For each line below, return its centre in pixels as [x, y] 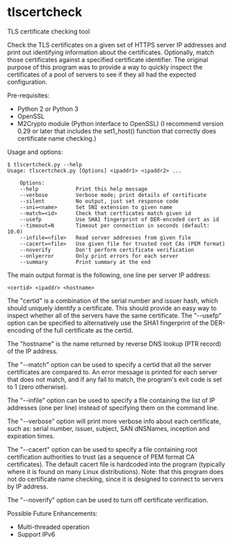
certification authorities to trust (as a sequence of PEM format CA [101, 457]
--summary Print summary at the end [85, 262]
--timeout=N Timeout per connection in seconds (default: [115, 226]
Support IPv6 [36, 534]
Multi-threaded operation [53, 527]
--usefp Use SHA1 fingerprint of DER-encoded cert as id [119, 219]
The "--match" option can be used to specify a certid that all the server [109, 364]
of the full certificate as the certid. [85, 330]
